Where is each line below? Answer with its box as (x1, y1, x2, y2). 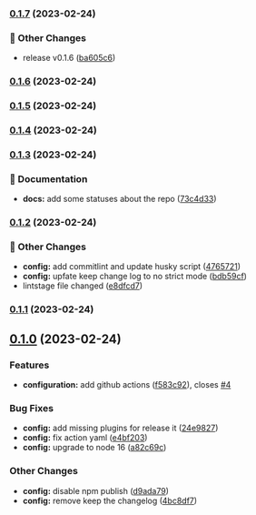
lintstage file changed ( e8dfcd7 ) (22, 280, 143, 291)
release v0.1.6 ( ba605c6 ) (22, 53, 116, 64)
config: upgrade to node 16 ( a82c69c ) (22, 442, 167, 453)
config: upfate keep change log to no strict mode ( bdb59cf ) (22, 271, 248, 282)
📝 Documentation (9, 172, 88, 185)
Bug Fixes (9, 401, 54, 414)
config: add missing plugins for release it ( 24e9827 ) (22, 422, 219, 434)
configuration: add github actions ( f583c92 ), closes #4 (22, 379, 231, 390)
